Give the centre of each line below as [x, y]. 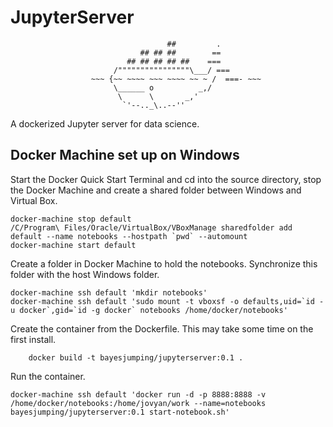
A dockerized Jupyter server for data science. [105, 123]
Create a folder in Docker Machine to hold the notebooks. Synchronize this [164, 263]
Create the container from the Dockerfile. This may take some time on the [162, 328]
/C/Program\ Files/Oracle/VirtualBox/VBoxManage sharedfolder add [151, 227]
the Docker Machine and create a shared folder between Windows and [156, 190]
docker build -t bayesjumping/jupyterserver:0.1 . [136, 357]
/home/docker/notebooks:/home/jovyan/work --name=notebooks [138, 403]
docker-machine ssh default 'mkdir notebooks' [109, 292]
